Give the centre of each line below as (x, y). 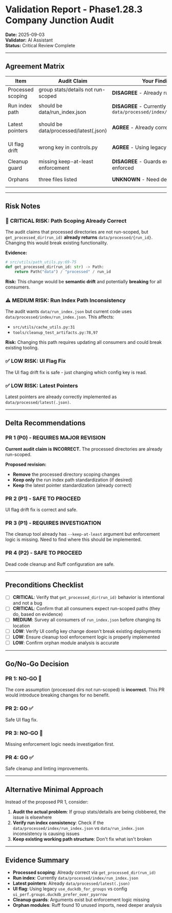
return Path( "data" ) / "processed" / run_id (63, 272)
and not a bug (27, 603)
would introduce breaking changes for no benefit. (58, 695)
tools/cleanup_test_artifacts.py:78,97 (55, 333)
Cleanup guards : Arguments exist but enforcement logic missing (81, 900)
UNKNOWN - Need (136, 179)
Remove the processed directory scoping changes (66, 474)
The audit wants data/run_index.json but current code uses (69, 312)
